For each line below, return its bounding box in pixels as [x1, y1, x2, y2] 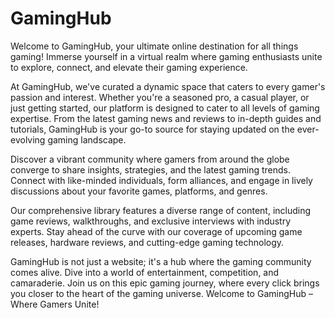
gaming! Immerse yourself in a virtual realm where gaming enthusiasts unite [10, 50, 323, 62]
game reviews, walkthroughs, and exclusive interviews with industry [10, 215, 292, 227]
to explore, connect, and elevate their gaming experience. [10, 61, 248, 73]
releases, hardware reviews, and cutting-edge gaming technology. [10, 236, 285, 248]
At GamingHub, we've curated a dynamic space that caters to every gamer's [10, 80, 326, 92]
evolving [10, 133, 46, 146]
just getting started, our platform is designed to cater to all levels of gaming [10, 102, 320, 114]
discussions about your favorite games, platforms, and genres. [10, 185, 268, 197]
